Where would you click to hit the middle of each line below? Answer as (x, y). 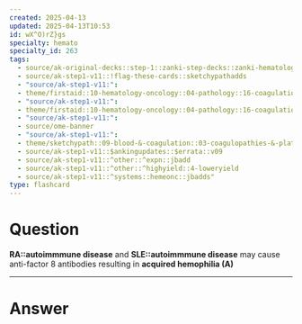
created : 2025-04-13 (48, 18)
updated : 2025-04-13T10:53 (60, 26)
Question (44, 229)
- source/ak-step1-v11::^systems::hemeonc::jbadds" (116, 176)
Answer (39, 309)
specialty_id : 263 (44, 51)
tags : (19, 59)
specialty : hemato (44, 43)
